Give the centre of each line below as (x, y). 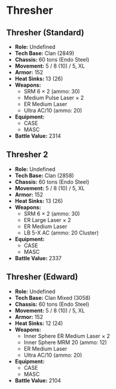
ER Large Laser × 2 (47, 220)
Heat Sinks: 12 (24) (39, 323)
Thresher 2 (27, 155)
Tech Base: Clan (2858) (44, 175)
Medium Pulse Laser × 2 (54, 98)
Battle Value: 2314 (38, 136)
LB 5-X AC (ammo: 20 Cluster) (61, 233)
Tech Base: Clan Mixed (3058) (53, 297)
